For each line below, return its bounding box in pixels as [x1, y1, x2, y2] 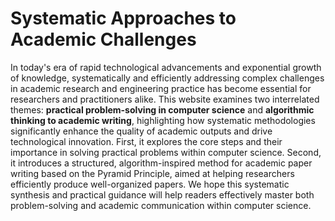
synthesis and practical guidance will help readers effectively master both [10, 188, 315, 201]
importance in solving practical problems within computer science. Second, [10, 146, 322, 158]
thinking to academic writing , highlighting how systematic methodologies [10, 114, 316, 126]
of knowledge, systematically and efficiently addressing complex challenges [10, 72, 325, 84]
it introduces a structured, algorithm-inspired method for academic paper [10, 157, 313, 169]
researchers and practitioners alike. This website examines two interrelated [10, 93, 320, 105]
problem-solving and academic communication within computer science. [10, 199, 312, 211]
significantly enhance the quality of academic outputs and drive [10, 125, 273, 137]
